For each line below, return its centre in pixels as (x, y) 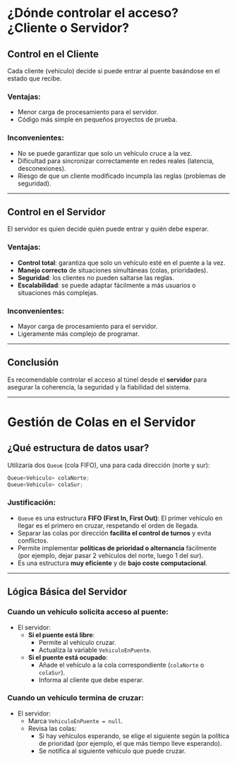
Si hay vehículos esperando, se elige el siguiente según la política (134, 736)
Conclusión (33, 362)
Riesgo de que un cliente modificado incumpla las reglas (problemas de (121, 176)
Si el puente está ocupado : (68, 657)
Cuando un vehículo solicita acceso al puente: (88, 612)
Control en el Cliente (53, 54)
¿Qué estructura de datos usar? (78, 448)
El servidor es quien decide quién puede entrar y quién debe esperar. (108, 229)
